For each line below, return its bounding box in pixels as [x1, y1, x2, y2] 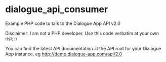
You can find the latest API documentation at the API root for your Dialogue [5, 45, 161, 51]
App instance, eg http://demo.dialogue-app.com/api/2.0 [5, 51, 122, 57]
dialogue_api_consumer [5, 4, 108, 15]
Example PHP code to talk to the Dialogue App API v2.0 [5, 20, 120, 26]
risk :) [5, 36, 17, 42]
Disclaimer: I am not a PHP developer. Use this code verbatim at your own [5, 30, 159, 36]
